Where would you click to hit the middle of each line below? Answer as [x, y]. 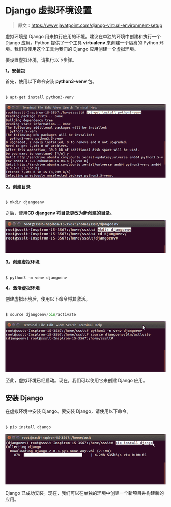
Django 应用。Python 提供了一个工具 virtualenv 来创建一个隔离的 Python [82, 42]
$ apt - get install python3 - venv [39, 97]
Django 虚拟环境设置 [48, 10]
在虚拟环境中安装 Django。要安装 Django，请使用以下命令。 [68, 411]
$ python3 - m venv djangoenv [36, 278]
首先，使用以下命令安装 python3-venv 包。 [51, 81]
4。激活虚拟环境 [22, 288]
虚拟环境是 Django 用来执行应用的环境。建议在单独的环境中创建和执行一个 [83, 36]
